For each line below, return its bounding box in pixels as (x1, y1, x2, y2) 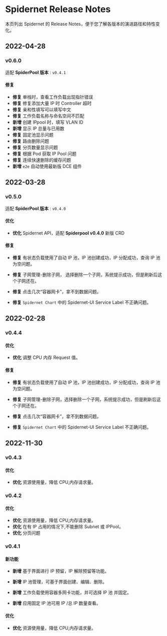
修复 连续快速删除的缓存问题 (12, 157, 71, 163)
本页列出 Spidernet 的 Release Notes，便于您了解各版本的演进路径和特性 (5, 21, 155, 27)
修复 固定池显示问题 (12, 132, 54, 138)
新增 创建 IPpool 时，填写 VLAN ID (12, 119, 84, 125)
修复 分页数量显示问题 (12, 144, 58, 150)
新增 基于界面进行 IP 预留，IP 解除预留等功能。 (12, 568, 109, 574)
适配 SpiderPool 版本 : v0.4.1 (5, 69, 66, 75)
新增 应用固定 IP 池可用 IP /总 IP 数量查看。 (12, 600, 101, 606)
